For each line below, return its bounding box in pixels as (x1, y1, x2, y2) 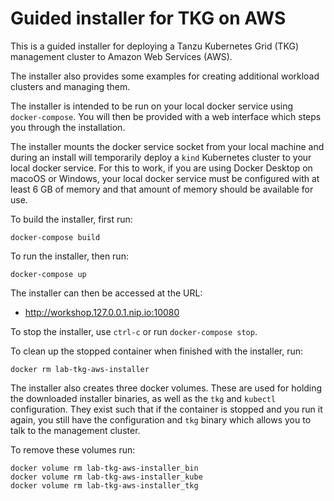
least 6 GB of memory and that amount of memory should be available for (10, 183, 314, 195)
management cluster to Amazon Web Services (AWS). (10, 50, 233, 62)
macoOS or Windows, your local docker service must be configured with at (10, 172, 320, 184)
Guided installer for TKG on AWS (10, 7, 287, 30)
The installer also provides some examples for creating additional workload (10, 70, 320, 82)
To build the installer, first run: (10, 213, 133, 225)
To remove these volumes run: (10, 443, 136, 456)
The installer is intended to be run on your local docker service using (10, 100, 294, 112)
